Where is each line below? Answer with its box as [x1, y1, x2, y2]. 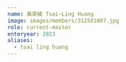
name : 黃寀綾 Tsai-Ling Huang [7, 10, 94, 18]
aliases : [7, 37, 33, 44]
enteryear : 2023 [7, 30, 56, 38]
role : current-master [7, 24, 72, 31]
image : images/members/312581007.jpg [7, 17, 120, 24]
